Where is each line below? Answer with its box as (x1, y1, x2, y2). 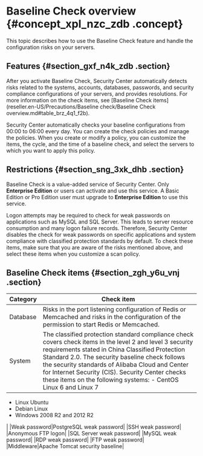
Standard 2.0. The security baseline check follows (42, 353, 185, 362)
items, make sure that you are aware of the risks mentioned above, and (6, 243, 183, 251)
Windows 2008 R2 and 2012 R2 (14, 412, 94, 419)
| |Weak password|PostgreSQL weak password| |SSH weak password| (6, 423, 182, 431)
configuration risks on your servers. (6, 44, 95, 51)
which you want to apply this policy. (6, 147, 95, 154)
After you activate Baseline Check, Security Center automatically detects (6, 77, 187, 84)
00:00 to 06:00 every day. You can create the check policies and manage (6, 127, 189, 134)
